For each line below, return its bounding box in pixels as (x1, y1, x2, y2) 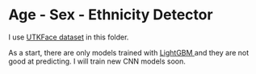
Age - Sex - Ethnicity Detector (8, 6, 213, 24)
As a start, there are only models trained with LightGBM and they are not (8, 47, 250, 57)
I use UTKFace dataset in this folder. (8, 32, 129, 42)
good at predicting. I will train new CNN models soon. (8, 56, 186, 66)
